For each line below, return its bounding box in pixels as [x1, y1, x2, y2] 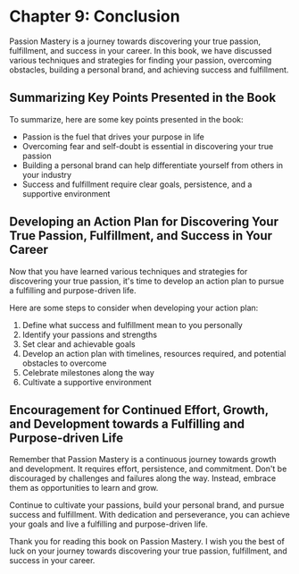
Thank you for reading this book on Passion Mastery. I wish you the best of [9, 536, 286, 547]
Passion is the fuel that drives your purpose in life [21, 131, 205, 142]
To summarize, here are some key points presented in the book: [9, 114, 244, 124]
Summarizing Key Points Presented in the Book [9, 90, 277, 106]
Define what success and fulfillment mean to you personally [21, 319, 243, 330]
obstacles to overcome [21, 358, 107, 368]
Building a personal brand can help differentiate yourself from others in [21, 159, 284, 171]
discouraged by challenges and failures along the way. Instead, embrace [9, 473, 277, 484]
